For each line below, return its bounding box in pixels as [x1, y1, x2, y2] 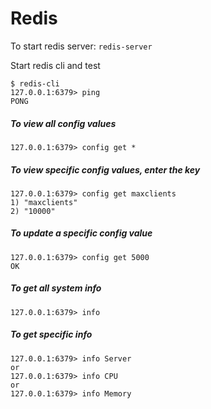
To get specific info [10, 328, 93, 341]
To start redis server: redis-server [10, 40, 153, 52]
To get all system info [10, 282, 102, 294]
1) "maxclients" [10, 197, 78, 207]
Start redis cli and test [10, 59, 101, 71]
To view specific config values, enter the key [10, 163, 201, 176]
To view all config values [10, 117, 117, 129]
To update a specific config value [10, 227, 153, 239]
